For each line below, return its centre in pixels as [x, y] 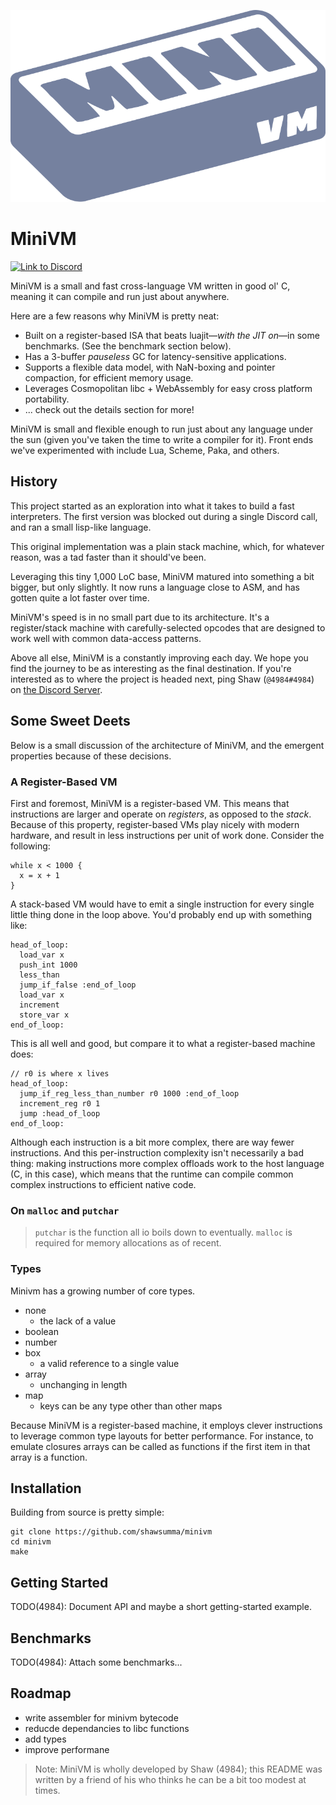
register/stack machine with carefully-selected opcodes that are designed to [168, 627]
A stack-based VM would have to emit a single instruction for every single [162, 904]
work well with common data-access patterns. [106, 638]
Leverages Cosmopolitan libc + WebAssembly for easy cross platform [168, 389]
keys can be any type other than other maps [131, 1406]
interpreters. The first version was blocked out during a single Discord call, [164, 516]
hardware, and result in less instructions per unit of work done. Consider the [167, 835]
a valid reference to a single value [109, 1363]
